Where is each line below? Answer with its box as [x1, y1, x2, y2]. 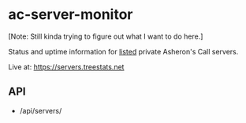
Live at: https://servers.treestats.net [8, 61, 125, 72]
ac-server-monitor [8, 6, 133, 24]
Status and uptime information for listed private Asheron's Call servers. [8, 47, 239, 56]
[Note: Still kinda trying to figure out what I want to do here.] [8, 32, 203, 41]
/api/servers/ [19, 106, 62, 115]
